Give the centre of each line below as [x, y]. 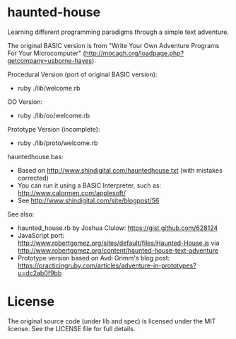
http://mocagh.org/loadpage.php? [135, 53]
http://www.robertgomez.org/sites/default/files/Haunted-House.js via [118, 243]
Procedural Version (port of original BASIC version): [82, 74]
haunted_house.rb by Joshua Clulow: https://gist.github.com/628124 [118, 228]
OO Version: [25, 102]
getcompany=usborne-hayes [50, 60]
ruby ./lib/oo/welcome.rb [54, 115]
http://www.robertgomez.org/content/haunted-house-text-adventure [118, 250]
